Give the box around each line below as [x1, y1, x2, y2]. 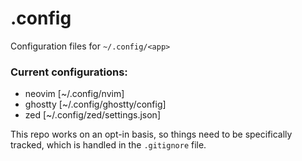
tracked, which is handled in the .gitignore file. [10, 139, 207, 151]
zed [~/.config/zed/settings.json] [24, 109, 161, 121]
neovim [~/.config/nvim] [24, 88, 125, 100]
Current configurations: [10, 65, 128, 79]
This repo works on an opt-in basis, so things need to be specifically [10, 128, 293, 141]
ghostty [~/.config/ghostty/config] [24, 98, 167, 111]
